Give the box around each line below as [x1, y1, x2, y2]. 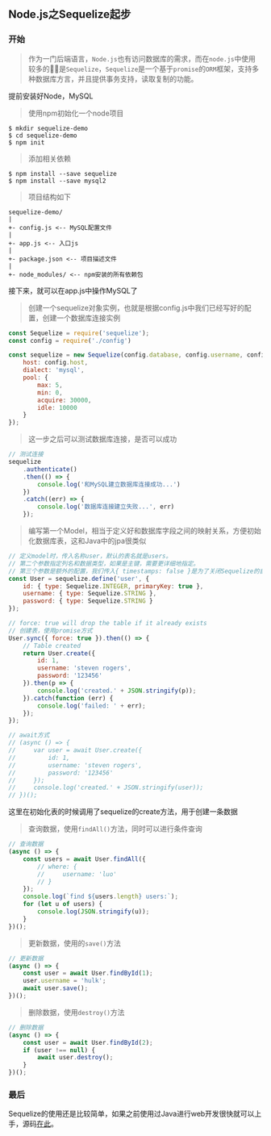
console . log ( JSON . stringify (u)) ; [37, 908, 150, 916]
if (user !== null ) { [23, 1046, 95, 1055]
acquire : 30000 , [37, 396, 92, 404]
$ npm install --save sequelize [8, 169, 117, 177]
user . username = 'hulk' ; [23, 977, 106, 985]
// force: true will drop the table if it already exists [8, 620, 207, 628]
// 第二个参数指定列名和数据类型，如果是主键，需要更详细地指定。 [8, 559, 200, 567]
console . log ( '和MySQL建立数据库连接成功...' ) [37, 480, 181, 488]
